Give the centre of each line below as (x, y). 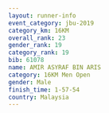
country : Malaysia (39, 97)
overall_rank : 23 (37, 38)
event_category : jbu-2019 (51, 23)
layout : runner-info (43, 16)
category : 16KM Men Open (49, 75)
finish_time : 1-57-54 (44, 90)
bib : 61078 (26, 60)
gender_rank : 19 (35, 45)
